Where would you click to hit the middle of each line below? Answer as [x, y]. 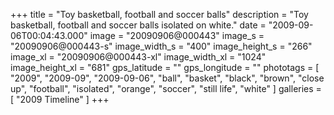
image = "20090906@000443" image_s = [177, 35]
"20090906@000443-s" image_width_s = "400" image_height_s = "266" [161, 46]
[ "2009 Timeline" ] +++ [60, 99]
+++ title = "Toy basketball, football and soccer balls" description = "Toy [159, 14]
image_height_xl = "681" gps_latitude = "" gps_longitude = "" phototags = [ [165, 67]
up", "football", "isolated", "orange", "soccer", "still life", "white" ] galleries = [166, 88]
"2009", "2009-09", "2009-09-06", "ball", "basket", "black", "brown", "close [167, 78]
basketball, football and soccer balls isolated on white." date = [138, 25]
